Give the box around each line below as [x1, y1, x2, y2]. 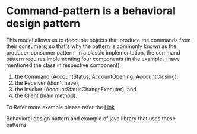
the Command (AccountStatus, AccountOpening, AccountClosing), [14, 73, 179, 80]
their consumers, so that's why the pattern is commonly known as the [6, 43, 177, 50]
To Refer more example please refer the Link [6, 103, 115, 110]
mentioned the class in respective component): [6, 61, 122, 69]
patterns [6, 121, 27, 128]
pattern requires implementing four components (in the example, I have [6, 55, 180, 62]
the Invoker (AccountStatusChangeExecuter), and [14, 85, 136, 92]
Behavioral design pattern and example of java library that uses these [6, 114, 176, 122]
